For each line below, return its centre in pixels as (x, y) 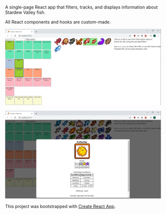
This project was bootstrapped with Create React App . (61, 206)
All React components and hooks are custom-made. (58, 22)
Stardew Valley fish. (25, 12)
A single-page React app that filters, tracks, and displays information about (82, 7)
